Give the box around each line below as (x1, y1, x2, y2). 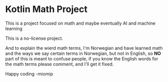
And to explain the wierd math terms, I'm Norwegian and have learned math (5, 45, 163, 51)
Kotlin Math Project (5, 4, 88, 15)
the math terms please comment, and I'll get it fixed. (5, 61, 114, 67)
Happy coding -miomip (5, 70, 53, 76)
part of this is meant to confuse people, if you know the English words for (5, 55, 158, 61)
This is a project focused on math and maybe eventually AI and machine (5, 20, 156, 26)
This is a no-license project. (5, 35, 63, 41)
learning (5, 25, 23, 31)
